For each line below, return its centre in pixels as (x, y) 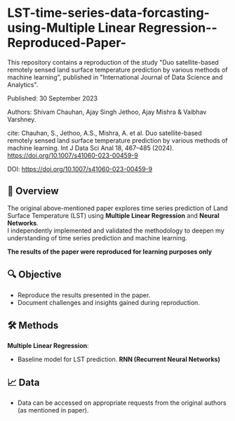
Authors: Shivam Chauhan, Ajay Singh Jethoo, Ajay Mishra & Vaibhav (107, 112)
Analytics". (23, 84)
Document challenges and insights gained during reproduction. (108, 302)
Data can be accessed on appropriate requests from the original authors (122, 403)
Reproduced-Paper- (67, 43)
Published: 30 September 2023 (53, 98)
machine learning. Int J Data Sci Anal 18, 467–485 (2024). (90, 148)
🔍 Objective (34, 274)
